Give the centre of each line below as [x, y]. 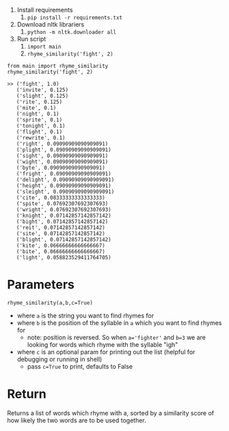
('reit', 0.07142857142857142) [61, 228]
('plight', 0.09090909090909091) [64, 150]
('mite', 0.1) [36, 108]
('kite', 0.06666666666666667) [61, 246]
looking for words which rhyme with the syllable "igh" [103, 344]
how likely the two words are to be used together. [77, 420]
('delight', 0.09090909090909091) [65, 180]
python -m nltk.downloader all [72, 32]
